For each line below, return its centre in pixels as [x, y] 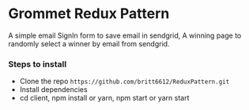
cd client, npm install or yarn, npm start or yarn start [104, 98]
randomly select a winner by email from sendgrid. [89, 43]
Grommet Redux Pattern [89, 14]
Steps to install [38, 64]
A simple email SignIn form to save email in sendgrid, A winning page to [125, 35]
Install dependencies [54, 90]
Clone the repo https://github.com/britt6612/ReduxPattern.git [124, 81]
